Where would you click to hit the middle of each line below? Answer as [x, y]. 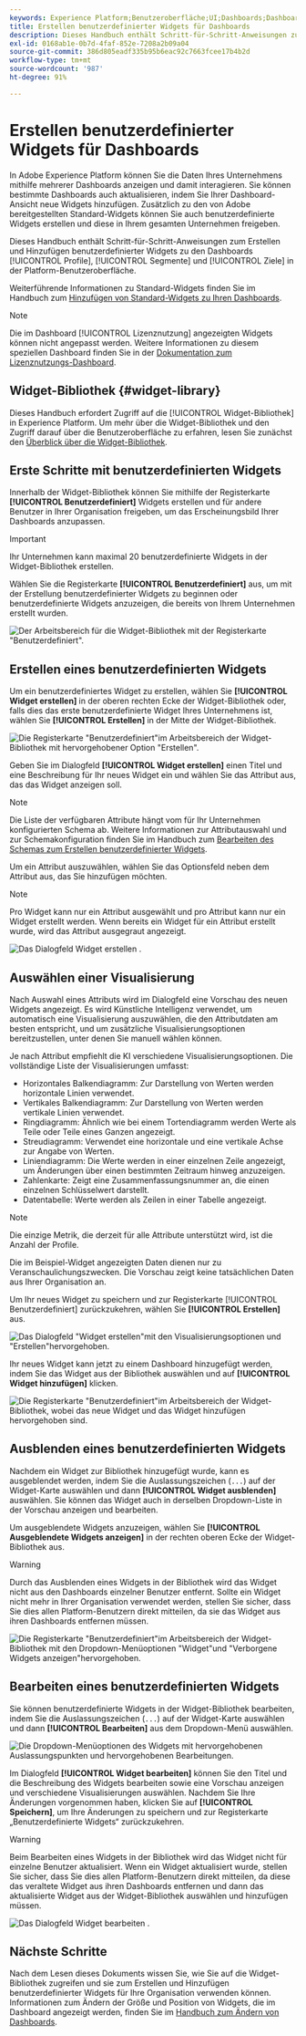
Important [28, 539]
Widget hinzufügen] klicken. [64, 1383]
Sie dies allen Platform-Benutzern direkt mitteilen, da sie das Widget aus [145, 1611]
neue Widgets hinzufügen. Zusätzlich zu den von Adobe [145, 204]
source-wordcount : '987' [56, 69]
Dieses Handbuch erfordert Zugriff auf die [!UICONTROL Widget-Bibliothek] [152, 412]
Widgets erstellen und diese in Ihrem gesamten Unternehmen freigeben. [145, 223]
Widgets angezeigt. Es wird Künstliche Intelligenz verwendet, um [131, 1009]
